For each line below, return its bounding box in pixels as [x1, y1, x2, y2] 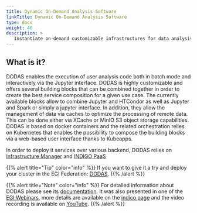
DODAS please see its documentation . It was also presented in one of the [6, 188, 184, 195]
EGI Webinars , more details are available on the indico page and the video [6, 194, 185, 201]
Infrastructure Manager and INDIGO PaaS [6, 153, 107, 160]
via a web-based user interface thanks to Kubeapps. [6, 135, 133, 142]
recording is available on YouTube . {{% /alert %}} [6, 200, 125, 207]
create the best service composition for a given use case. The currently [6, 91, 179, 98]
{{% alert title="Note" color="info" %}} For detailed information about [6, 181, 174, 188]
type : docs [6, 19, 33, 25]
